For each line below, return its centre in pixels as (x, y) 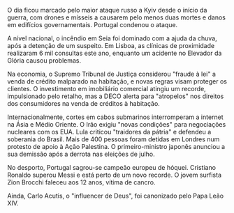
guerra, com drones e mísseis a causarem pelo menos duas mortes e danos (116, 17)
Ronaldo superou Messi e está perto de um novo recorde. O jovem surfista (115, 175)
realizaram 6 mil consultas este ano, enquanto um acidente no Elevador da (115, 53)
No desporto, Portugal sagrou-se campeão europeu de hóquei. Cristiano (112, 167)
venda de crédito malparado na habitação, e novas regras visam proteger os (117, 81)
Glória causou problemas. (44, 61)
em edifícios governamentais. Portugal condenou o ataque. (93, 25)
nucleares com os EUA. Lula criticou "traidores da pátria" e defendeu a (109, 132)
